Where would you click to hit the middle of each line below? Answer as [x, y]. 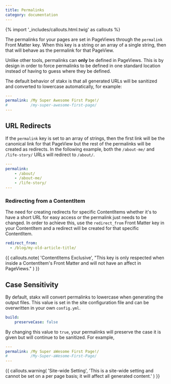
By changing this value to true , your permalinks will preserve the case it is [83, 332]
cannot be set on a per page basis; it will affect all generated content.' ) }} [83, 376]
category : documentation [32, 15]
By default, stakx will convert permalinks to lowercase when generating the [84, 297]
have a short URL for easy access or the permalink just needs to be [76, 218]
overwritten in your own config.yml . [43, 308]
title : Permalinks [25, 10]
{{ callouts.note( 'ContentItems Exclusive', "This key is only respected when [85, 258]
